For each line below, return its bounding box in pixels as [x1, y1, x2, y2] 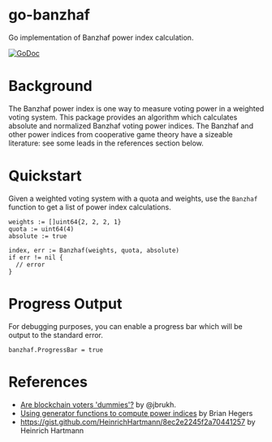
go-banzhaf [8, 6, 91, 24]
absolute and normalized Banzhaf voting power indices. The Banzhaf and [8, 120, 254, 131]
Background [8, 77, 93, 95]
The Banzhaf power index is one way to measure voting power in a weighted [8, 103, 265, 113]
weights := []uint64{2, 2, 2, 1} [8, 218, 122, 226]
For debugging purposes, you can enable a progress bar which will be [8, 321, 243, 331]
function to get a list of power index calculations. [8, 201, 172, 212]
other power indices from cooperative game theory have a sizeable [8, 129, 233, 139]
